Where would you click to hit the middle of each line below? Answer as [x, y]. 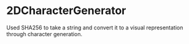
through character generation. [44, 34]
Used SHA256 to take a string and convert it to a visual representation [95, 28]
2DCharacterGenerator [66, 11]
